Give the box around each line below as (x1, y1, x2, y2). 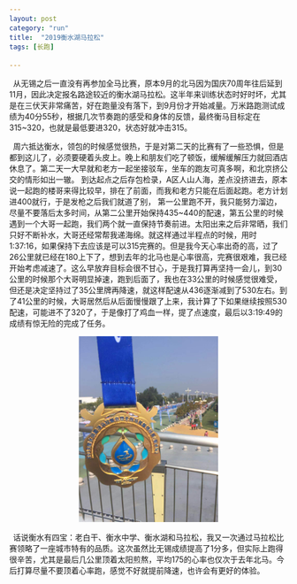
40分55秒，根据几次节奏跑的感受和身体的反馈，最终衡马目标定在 (24, 111, 261, 122)
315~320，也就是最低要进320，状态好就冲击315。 (9, 122, 193, 133)
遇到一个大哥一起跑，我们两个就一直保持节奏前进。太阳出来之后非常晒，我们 (9, 219, 288, 229)
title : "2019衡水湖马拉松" (9, 33, 104, 42)
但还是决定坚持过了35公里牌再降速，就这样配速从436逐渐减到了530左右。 (9, 285, 280, 296)
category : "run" (9, 23, 69, 33)
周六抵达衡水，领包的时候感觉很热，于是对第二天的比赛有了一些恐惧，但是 (12, 142, 285, 152)
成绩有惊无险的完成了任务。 (9, 319, 110, 329)
